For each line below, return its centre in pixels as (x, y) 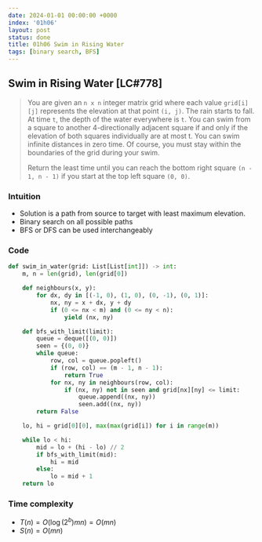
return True (84, 375)
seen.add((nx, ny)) (110, 405)
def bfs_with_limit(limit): (68, 331)
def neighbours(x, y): (59, 288)
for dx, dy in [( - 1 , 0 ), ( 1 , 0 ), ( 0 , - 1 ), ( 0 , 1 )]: (123, 296)
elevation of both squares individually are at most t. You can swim (133, 136)
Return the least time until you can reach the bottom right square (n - (140, 167)
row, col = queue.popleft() (96, 361)
